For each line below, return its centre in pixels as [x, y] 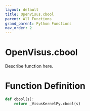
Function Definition [45, 86]
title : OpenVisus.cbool [30, 14]
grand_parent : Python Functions [38, 23]
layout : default [22, 10]
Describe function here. [29, 66]
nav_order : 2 [19, 28]
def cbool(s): [20, 99]
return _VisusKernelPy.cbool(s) [47, 104]
